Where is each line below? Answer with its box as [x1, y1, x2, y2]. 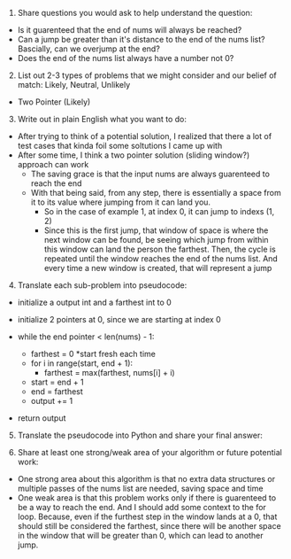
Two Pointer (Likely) [17, 97, 91, 107]
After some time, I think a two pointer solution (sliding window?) [17, 150, 250, 160]
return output [17, 413, 66, 423]
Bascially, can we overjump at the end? [17, 43, 161, 54]
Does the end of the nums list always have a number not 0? [17, 53, 234, 63]
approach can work [17, 159, 89, 169]
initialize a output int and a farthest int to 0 [17, 297, 172, 307]
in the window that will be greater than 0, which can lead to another [17, 531, 264, 540]
